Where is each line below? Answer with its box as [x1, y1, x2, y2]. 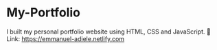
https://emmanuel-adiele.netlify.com [21, 34, 125, 42]
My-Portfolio [6, 5, 80, 21]
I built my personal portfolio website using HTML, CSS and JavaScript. [6, 27, 205, 36]
